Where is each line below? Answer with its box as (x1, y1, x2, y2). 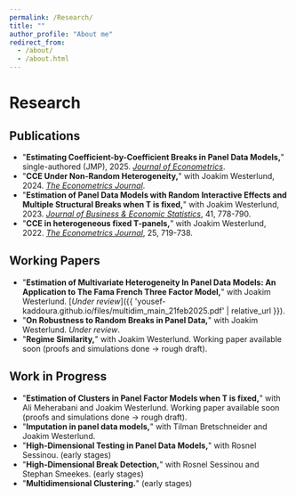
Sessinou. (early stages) (21, 449, 112, 460)
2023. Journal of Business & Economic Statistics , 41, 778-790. (21, 208, 252, 219)
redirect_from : (9, 37, 66, 47)
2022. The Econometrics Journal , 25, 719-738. (21, 228, 194, 238)
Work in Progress (9, 369, 108, 384)
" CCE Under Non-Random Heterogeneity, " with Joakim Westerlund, (21, 171, 276, 181)
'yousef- (134, 296, 166, 306)
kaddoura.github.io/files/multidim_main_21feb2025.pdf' (21, 305, 225, 316)
